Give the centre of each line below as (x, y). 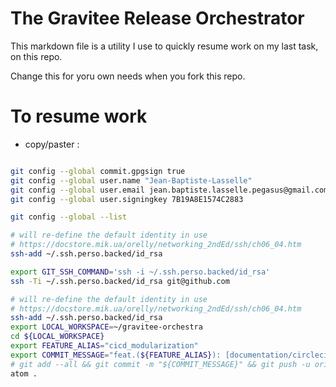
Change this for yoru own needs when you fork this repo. (128, 76)
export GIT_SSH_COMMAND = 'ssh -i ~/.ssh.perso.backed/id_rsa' (140, 272)
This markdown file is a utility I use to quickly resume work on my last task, (164, 46)
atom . (24, 373)
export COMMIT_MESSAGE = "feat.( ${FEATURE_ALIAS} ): (116, 355)
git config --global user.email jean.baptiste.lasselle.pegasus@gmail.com (169, 190)
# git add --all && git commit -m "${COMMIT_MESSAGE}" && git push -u (160, 364)
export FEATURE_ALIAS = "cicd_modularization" (104, 346)
